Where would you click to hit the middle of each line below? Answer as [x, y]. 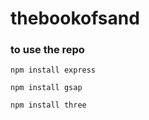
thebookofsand [75, 18]
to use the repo [47, 50]
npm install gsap [46, 88]
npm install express [53, 70]
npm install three [48, 105]
